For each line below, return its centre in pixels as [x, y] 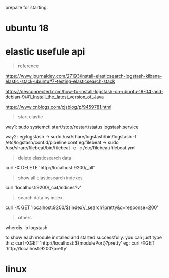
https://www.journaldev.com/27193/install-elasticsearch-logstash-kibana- [84, 76]
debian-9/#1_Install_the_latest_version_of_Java [55, 97]
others [25, 218]
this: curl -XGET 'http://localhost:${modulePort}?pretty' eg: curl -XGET [80, 243]
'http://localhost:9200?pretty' [36, 249]
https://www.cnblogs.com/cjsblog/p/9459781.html [59, 107]
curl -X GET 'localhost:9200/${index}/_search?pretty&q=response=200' [82, 207]
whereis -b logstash [26, 228]
